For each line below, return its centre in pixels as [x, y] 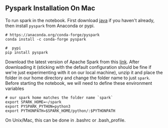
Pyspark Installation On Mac [50, 8]
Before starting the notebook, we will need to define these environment [79, 83]
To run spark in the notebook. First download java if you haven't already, [80, 20]
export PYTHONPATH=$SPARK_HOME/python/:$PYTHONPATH [60, 111]
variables [15, 88]
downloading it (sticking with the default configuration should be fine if [78, 67]
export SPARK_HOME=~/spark [33, 102]
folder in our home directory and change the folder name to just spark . [78, 78]
